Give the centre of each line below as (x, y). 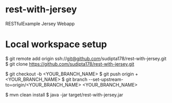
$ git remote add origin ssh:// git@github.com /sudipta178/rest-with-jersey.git (86, 58)
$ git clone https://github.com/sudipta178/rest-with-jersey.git (70, 64)
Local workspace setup (56, 44)
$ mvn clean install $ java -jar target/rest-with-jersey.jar (64, 95)
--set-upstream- (106, 79)
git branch (77, 79)
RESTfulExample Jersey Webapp (40, 24)
